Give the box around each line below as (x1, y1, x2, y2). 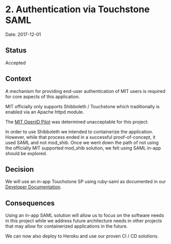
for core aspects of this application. (5, 93, 80, 100)
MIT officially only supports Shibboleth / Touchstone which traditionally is (5, 103, 160, 109)
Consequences (5, 199, 55, 207)
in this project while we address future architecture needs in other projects (5, 218, 162, 224)
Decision (5, 165, 34, 174)
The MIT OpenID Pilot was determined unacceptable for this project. (5, 118, 149, 125)
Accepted (5, 60, 26, 66)
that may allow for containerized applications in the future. (5, 223, 128, 229)
